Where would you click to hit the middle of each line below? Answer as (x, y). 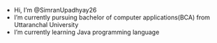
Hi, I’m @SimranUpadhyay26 (55, 10)
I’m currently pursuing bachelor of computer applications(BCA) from (112, 17)
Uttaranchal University (46, 25)
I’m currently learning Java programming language (87, 32)
